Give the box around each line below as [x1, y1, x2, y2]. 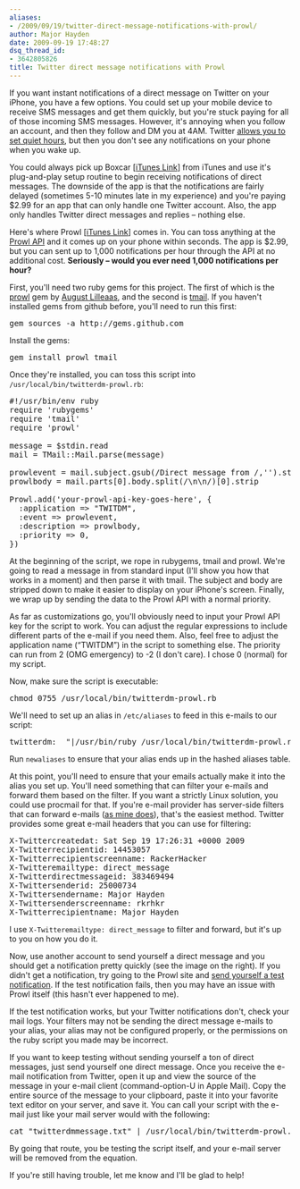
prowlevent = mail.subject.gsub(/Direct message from [9, 467, 250, 477]
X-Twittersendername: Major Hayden [9, 889, 165, 899]
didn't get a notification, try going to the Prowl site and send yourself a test [9, 969, 285, 980]
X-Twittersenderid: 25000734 [9, 880, 137, 890]
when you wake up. [9, 144, 81, 155]
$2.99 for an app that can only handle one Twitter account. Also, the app [9, 199, 277, 210]
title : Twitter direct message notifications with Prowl [9, 63, 226, 72]
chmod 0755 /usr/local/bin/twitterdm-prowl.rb [9, 693, 217, 703]
